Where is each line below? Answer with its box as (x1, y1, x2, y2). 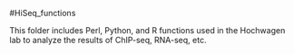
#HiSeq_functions (9, 8, 76, 18)
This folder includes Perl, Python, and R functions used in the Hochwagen (9, 25, 286, 35)
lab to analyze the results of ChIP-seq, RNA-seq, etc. (9, 35, 207, 45)
